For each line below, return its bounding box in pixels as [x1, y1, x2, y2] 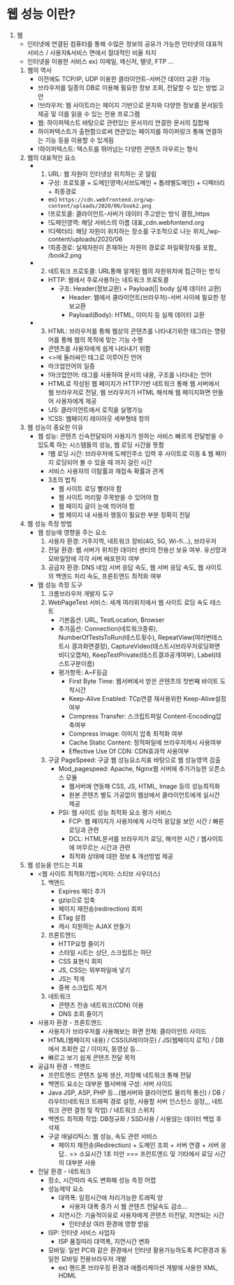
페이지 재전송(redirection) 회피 [58, 904, 143, 912]
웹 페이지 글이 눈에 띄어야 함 [58, 501, 136, 510]
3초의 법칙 [47, 475, 77, 484]
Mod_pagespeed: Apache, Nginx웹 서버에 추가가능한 [58, 764, 207, 772]
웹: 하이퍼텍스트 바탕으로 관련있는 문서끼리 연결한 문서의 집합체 [37, 118, 210, 127]
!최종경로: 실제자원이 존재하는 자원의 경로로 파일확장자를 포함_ [47, 243, 217, 251]
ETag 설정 [58, 913, 87, 922]
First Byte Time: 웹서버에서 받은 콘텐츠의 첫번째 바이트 [68, 676, 219, 685]
